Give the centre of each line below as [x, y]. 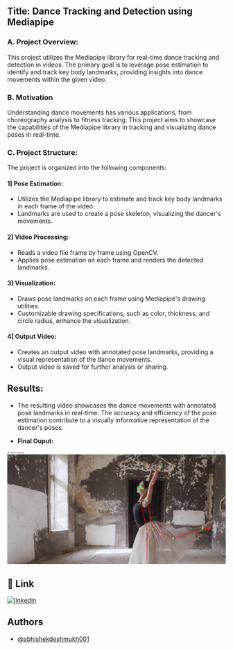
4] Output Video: [32, 337]
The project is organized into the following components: [87, 168]
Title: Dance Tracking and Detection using [100, 11]
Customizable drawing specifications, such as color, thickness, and [113, 313]
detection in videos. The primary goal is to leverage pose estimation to [108, 65]
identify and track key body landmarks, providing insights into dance [105, 72]
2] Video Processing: [38, 237]
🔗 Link [21, 584]
